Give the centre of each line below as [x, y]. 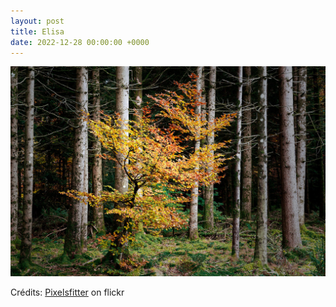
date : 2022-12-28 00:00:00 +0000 [80, 42]
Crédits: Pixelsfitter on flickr [67, 292]
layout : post [37, 21]
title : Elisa [37, 31]
